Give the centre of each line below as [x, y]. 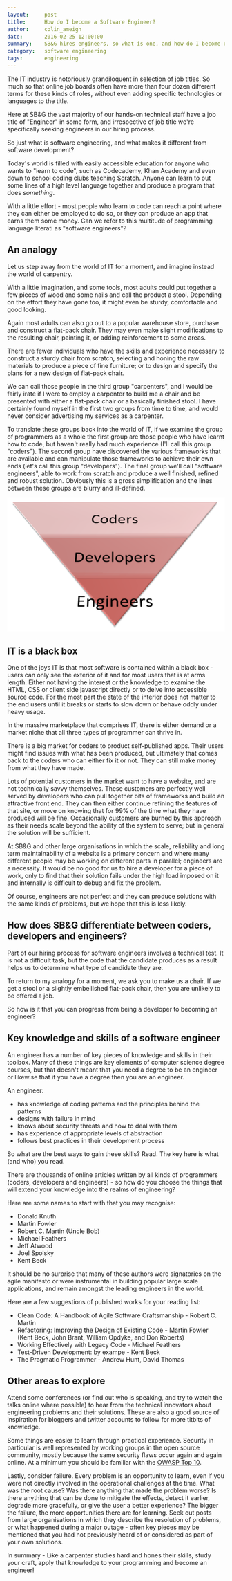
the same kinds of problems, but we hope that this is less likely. [97, 904]
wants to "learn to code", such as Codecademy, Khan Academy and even [111, 170]
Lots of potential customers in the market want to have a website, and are [112, 781]
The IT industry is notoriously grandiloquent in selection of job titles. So [109, 79]
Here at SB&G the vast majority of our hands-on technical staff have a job [112, 114]
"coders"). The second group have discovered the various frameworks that [114, 451]
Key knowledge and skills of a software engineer [114, 1038]
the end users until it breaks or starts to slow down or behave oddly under [112, 704]
